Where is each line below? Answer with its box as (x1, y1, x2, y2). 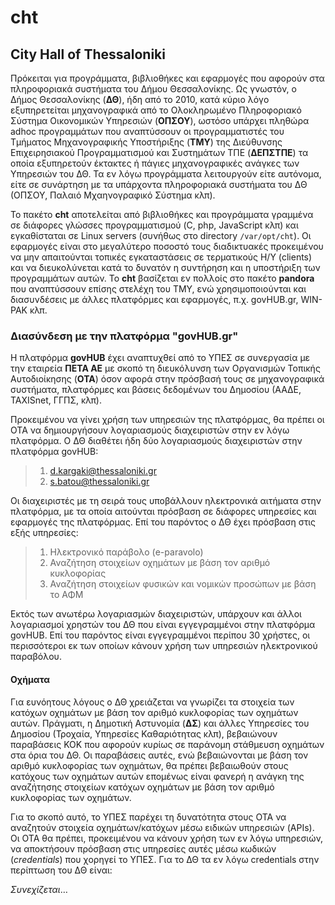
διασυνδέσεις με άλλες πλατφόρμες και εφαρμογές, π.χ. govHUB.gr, (10, 294, 299, 305)
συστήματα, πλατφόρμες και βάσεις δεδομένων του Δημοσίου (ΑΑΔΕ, (10, 384, 302, 396)
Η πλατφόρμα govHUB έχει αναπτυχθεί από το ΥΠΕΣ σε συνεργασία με (10, 352, 311, 364)
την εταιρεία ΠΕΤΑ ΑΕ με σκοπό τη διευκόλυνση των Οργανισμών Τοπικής (10, 362, 321, 375)
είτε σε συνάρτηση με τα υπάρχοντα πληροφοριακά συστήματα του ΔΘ (10, 179, 308, 190)
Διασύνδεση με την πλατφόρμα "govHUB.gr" (10, 329, 239, 343)
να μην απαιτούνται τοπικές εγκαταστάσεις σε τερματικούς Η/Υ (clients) (10, 251, 313, 263)
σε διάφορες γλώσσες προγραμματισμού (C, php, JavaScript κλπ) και (10, 219, 299, 231)
